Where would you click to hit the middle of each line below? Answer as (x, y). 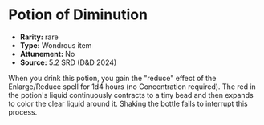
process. (23, 112)
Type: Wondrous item (56, 45)
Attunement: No (47, 54)
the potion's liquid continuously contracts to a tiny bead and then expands (131, 95)
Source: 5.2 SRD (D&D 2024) (68, 62)
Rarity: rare (39, 37)
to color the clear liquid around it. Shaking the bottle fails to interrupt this (128, 103)
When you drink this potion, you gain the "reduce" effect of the (112, 78)
